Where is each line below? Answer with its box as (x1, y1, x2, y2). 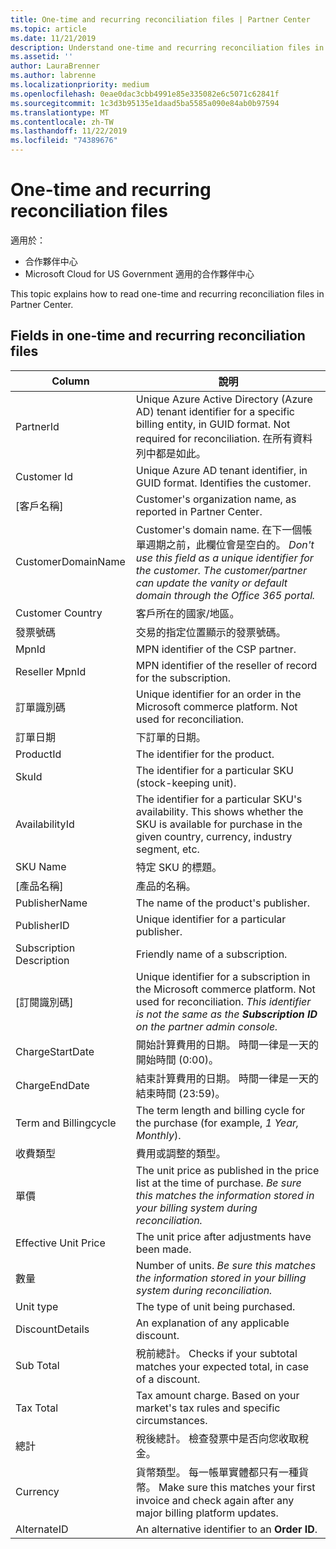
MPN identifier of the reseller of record (135, 658, 318, 672)
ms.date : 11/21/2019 (10, 33, 97, 43)
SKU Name (15, 859, 67, 873)
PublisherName (15, 896, 88, 910)
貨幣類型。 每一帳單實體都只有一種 (135, 1465, 300, 1479)
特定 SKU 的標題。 (135, 860, 223, 874)
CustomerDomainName (15, 554, 126, 568)
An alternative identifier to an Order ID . (135, 1522, 318, 1536)
